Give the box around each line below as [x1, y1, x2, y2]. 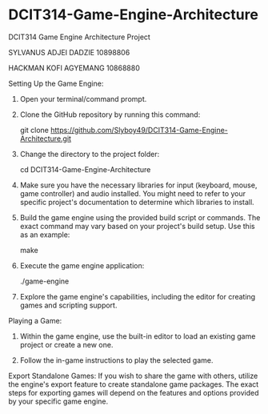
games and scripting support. [19, 300, 118, 310]
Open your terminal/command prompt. [19, 94, 147, 103]
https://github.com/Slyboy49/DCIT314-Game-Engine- [50, 125, 228, 135]
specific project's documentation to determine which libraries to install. [19, 197, 254, 207]
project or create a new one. [19, 340, 114, 349]
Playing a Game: [8, 316, 62, 325]
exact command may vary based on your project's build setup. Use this [19, 221, 255, 231]
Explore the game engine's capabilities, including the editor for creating [19, 291, 256, 301]
